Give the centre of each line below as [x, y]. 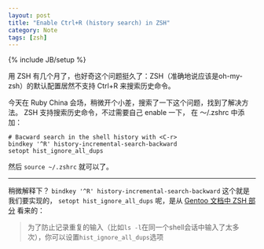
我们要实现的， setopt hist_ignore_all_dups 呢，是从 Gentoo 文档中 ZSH [128, 201]
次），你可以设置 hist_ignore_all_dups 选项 [95, 237]
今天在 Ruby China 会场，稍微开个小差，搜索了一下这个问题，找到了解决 [125, 102]
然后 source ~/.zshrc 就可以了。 [61, 167]
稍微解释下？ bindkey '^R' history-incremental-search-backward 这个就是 [129, 191]
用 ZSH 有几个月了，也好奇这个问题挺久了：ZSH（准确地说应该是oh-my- [126, 76]
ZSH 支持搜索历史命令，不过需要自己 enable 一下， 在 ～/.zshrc [126, 113]
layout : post [29, 15]
